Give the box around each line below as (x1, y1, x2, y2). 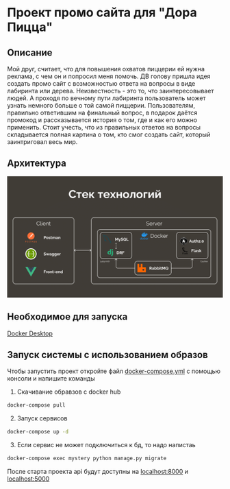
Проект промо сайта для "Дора (7, 5, 197, 21)
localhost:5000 (7, 475, 50, 483)
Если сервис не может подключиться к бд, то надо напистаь (16, 441, 196, 449)
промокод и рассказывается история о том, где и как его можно (7, 116, 197, 124)
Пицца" (7, 19, 53, 35)
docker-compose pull (7, 402, 66, 409)
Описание (7, 47, 53, 58)
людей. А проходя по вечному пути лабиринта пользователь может (7, 94, 207, 102)
